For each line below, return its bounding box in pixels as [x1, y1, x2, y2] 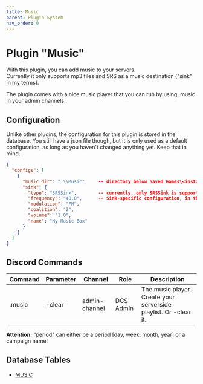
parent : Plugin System [6, 15, 63, 21]
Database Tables [6, 355, 71, 365]
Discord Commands [6, 257, 83, 267]
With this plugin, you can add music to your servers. [6, 66, 136, 73]
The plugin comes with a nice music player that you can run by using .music [6, 91, 195, 98]
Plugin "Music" [6, 46, 85, 60]
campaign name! [6, 337, 48, 345]
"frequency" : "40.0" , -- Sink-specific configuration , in [28, 195, 190, 201]
